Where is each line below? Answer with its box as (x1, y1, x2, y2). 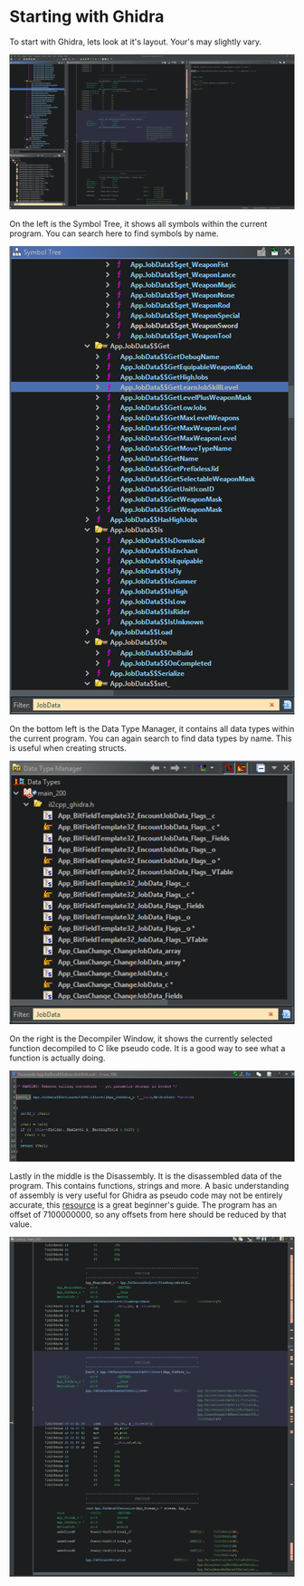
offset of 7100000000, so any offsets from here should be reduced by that (9, 1210, 287, 1220)
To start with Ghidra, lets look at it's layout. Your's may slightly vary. (9, 36, 262, 47)
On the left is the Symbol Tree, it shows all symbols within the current (9, 218, 268, 229)
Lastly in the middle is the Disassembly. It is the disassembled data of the (9, 1171, 282, 1182)
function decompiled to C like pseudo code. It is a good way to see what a (9, 1042, 286, 1053)
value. (9, 1219, 33, 1230)
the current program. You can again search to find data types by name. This (9, 733, 292, 744)
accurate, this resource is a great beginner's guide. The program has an (9, 1200, 278, 1211)
